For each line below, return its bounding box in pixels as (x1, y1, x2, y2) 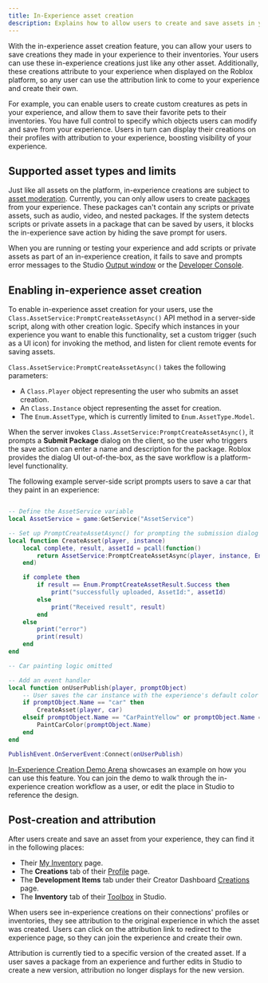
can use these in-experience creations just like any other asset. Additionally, (8, 57, 259, 68)
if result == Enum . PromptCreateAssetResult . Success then (37, 581, 230, 589)
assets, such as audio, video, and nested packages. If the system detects (8, 211, 250, 220)
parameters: (8, 371, 49, 381)
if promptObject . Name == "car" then (22, 699, 145, 707)
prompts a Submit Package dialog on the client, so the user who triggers (8, 436, 248, 445)
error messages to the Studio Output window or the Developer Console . (8, 260, 244, 270)
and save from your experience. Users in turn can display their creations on (8, 124, 257, 134)
